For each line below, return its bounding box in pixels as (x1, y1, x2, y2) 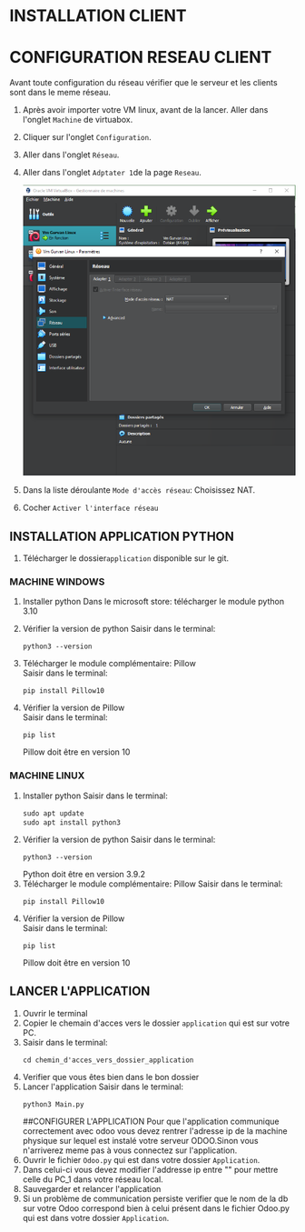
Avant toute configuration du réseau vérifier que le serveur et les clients (9, 77, 279, 88)
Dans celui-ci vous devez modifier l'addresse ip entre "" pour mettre (22, 1164, 279, 1175)
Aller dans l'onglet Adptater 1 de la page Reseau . (22, 167, 202, 178)
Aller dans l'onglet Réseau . (22, 149, 120, 160)
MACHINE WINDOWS (9, 576, 105, 588)
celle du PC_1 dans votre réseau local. (22, 1174, 163, 1185)
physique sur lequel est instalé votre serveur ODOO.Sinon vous (22, 1135, 259, 1146)
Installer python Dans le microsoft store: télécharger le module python (22, 596, 284, 607)
